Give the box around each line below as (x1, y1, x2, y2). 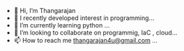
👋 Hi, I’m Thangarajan (13, 7, 76, 14)
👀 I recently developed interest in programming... (13, 14, 155, 22)
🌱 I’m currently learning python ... (13, 21, 110, 29)
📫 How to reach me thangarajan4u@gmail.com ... (13, 37, 158, 44)
